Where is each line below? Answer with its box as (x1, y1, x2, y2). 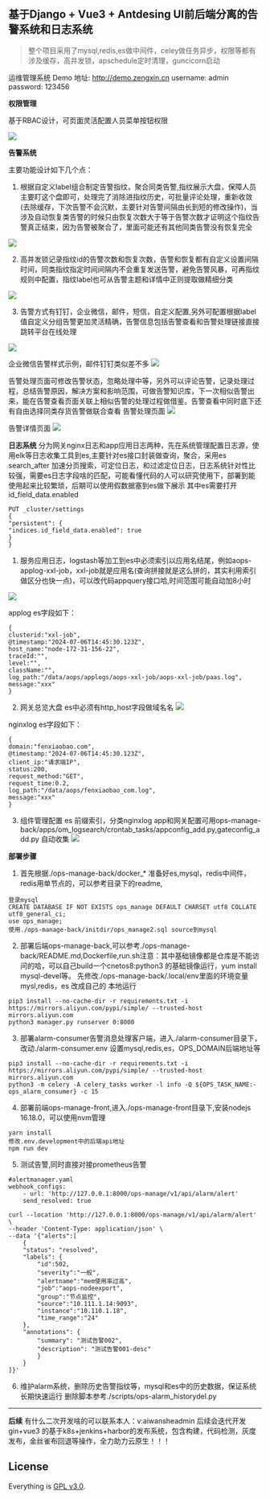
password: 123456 (8, 81, 70, 91)
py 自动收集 (31, 834, 70, 843)
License (8, 1460, 49, 1474)
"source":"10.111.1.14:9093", (37, 1299, 138, 1308)
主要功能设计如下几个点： (8, 164, 93, 175)
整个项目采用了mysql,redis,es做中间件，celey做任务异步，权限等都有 (27, 45, 256, 55)
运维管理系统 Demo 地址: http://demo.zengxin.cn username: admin (8, 72, 229, 82)
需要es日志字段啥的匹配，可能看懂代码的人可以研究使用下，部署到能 (29, 470, 256, 480)
